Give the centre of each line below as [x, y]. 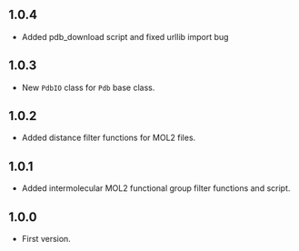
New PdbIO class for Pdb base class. [88, 87]
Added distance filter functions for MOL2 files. [109, 138]
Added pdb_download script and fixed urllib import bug [125, 36]
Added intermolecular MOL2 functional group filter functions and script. [156, 188]
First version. [46, 239]
